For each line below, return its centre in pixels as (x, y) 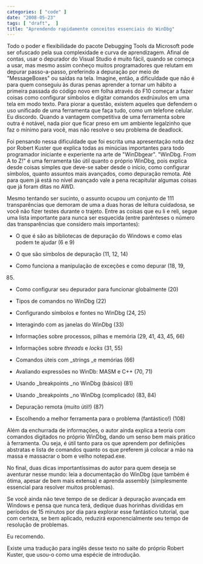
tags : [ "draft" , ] (33, 23)
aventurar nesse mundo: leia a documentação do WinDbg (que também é (98, 474)
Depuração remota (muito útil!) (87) (60, 407)
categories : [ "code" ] (37, 12)
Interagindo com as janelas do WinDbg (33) (70, 324)
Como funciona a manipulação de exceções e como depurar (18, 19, (100, 266)
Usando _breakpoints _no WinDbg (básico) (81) (74, 383)
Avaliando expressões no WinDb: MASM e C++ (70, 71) (84, 372)
